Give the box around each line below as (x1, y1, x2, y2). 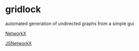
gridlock (5, 4, 41, 15)
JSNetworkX (5, 40, 32, 46)
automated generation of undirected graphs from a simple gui (5, 20, 134, 27)
